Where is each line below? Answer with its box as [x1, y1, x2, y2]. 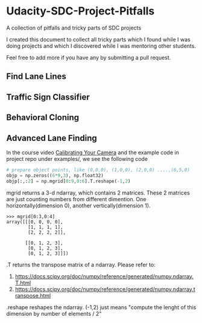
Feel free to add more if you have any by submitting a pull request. [6, 54, 171, 61]
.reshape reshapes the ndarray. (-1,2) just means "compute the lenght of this [6, 303, 197, 311]
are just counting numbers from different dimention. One [6, 195, 147, 202]
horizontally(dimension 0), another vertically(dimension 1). [6, 202, 151, 209]
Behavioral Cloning [6, 113, 80, 123]
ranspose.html [14, 292, 51, 299]
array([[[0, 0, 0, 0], [6, 219, 63, 225]
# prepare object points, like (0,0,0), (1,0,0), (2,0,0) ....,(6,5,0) [6, 167, 190, 173]
